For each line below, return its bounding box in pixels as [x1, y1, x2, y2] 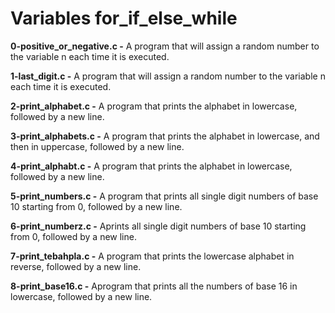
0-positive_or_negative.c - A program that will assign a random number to [10, 40, 320, 52]
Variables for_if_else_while [10, 7, 238, 30]
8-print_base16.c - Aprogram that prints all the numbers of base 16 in [10, 280, 298, 292]
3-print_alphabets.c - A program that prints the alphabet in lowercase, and [10, 130, 320, 142]
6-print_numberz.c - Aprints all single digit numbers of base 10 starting [10, 220, 307, 232]
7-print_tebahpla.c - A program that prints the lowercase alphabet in [10, 250, 295, 262]
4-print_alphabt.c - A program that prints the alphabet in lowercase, [10, 160, 293, 172]
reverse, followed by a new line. [10, 260, 142, 272]
